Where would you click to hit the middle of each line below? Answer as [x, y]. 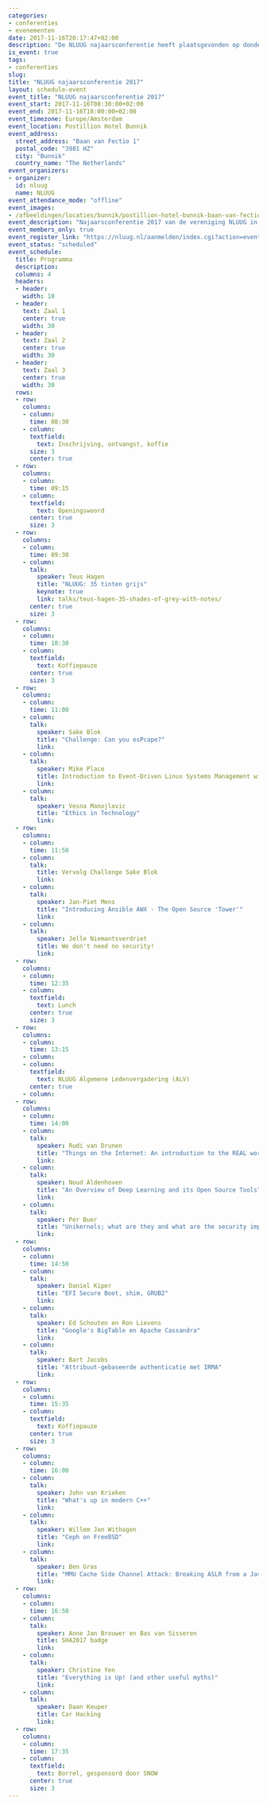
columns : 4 [33, 274]
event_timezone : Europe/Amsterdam [66, 119]
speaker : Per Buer [67, 1219]
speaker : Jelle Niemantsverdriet [92, 939]
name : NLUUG [35, 193]
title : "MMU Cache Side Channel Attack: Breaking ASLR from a [142, 1574]
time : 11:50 [49, 850]
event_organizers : [39, 171]
